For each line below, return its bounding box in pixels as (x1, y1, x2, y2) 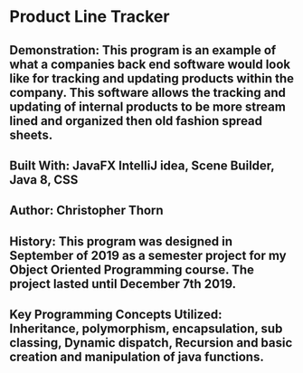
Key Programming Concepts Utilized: (9, 307, 223, 322)
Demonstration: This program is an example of (9, 43, 277, 58)
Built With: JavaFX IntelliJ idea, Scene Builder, (9, 158, 275, 173)
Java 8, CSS (9, 172, 79, 187)
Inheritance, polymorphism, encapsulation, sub (9, 321, 283, 337)
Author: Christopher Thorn (9, 203, 165, 218)
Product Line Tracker (9, 6, 170, 27)
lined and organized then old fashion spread (9, 113, 263, 129)
